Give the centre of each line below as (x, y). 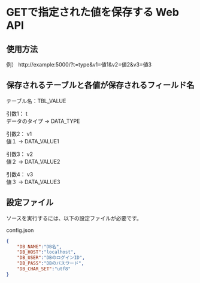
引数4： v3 (20, 174)
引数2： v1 (19, 134)
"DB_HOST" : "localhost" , (47, 252)
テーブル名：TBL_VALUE (36, 101)
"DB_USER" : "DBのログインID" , (51, 258)
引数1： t (17, 113)
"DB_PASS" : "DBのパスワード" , (51, 264)
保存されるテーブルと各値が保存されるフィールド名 (100, 85)
